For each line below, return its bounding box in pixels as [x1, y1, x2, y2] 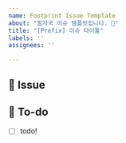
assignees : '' [8, 42, 56, 50]
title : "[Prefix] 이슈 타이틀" [8, 26, 104, 34]
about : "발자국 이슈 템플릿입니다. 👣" [8, 19, 119, 27]
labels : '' [8, 34, 45, 42]
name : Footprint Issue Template [8, 11, 116, 20]
